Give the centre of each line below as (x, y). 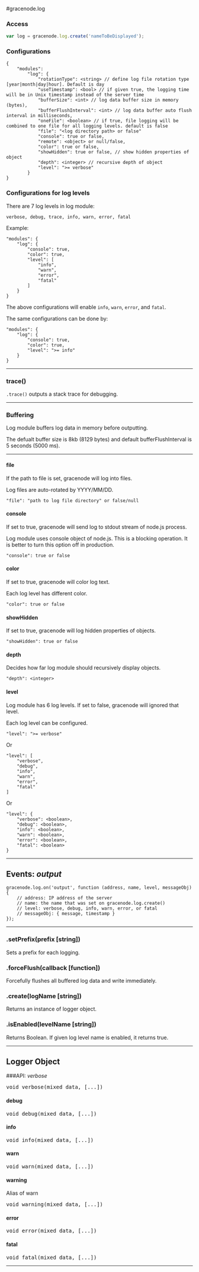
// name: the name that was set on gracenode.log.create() (91, 903)
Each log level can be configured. (47, 723)
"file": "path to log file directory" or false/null (73, 501)
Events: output (34, 874)
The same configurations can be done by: (57, 318)
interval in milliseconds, (39, 116)
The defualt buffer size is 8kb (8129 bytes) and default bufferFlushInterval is (99, 440)
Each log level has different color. (47, 593)
